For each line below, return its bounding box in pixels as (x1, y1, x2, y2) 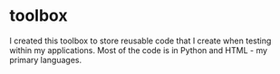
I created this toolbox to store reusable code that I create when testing (9, 35, 272, 46)
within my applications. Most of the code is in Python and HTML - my (9, 44, 268, 55)
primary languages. (9, 54, 82, 65)
